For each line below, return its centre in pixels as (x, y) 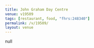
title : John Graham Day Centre (37, 9)
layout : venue (19, 28)
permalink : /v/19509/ (27, 23)
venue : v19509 (19, 14)
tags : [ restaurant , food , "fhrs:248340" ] (47, 18)
